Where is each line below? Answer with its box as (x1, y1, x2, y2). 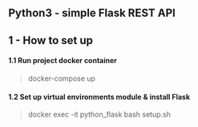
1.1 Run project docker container (8, 56, 118, 65)
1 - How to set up (8, 34, 94, 47)
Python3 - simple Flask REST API (8, 6, 176, 20)
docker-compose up (27, 73, 96, 83)
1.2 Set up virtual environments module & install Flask (8, 92, 191, 101)
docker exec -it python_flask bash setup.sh (27, 109, 171, 119)
